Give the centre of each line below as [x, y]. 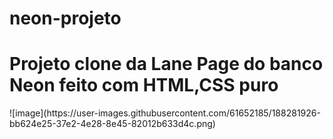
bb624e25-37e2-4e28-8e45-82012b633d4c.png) [112, 124]
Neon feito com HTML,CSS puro [144, 85]
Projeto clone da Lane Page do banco [166, 64]
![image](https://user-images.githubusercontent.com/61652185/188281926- [165, 113]
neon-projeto [65, 18]
